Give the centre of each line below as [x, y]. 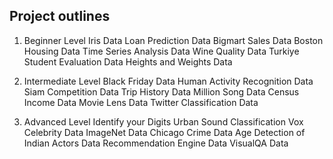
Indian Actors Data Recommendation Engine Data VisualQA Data [156, 143]
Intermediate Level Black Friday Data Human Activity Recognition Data [168, 81]
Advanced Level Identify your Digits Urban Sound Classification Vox [163, 121]
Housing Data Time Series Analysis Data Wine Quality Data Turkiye [161, 51]
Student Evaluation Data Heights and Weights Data [128, 61]
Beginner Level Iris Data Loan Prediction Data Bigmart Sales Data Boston [173, 40]
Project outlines [60, 16]
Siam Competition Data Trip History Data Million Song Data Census [161, 91]
